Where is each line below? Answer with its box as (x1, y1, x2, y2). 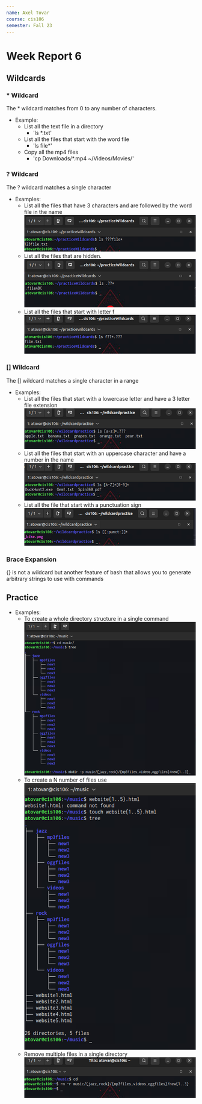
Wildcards (6, 73, 46, 83)
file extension (23, 401, 58, 409)
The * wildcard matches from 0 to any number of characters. (6, 105, 157, 112)
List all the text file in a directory (23, 123, 103, 130)
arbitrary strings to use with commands (6, 575, 104, 582)
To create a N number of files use (23, 776, 107, 783)
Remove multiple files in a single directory (23, 1050, 128, 1058)
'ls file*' (32, 142, 52, 149)
